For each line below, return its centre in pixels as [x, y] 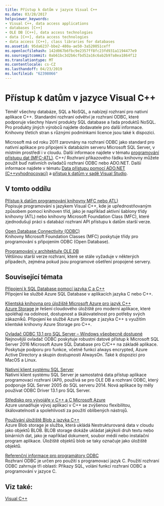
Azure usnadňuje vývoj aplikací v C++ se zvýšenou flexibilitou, [68, 405]
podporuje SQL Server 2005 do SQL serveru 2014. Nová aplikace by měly [79, 385]
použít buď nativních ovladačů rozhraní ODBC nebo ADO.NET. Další [73, 163]
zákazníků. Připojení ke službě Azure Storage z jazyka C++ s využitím [75, 319]
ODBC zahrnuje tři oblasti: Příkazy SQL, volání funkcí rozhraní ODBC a [76, 466]
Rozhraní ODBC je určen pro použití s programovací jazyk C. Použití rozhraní [82, 461]
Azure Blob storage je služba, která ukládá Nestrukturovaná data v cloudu [80, 425]
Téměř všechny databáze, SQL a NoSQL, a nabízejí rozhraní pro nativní [77, 112]
